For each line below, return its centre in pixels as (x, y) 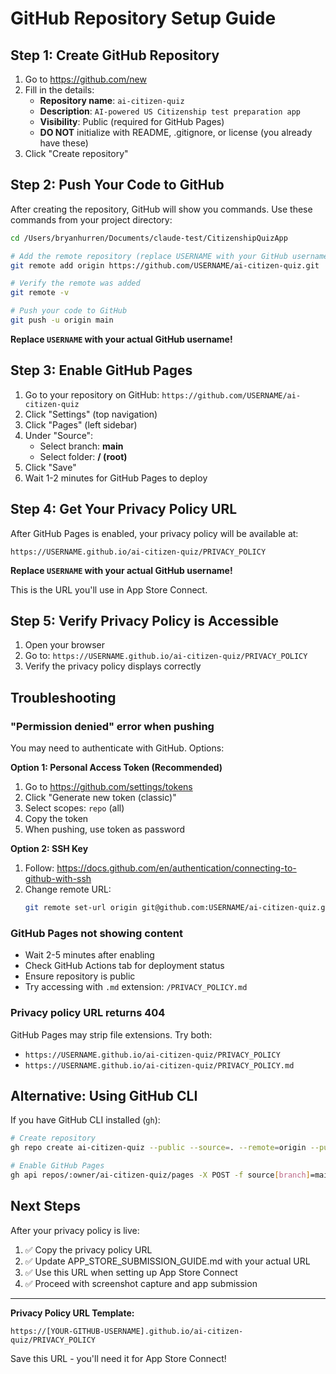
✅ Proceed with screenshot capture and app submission (141, 1283)
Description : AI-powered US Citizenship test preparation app (170, 111)
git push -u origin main (62, 320)
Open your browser (64, 645)
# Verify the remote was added (75, 283)
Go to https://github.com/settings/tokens (108, 787)
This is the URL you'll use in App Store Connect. (109, 589)
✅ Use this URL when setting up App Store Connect (131, 1272)
